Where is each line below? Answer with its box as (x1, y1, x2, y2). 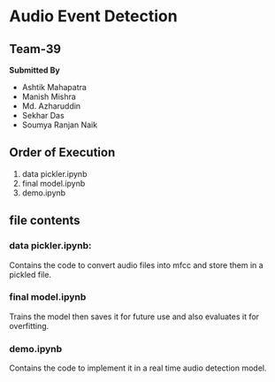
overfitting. (9, 320, 50, 331)
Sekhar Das (21, 111, 65, 120)
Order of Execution (9, 145, 116, 160)
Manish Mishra (21, 91, 77, 102)
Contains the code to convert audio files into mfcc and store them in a (9, 259, 264, 271)
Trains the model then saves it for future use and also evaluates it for (9, 311, 259, 322)
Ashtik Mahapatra (21, 82, 87, 92)
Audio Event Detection (9, 6, 179, 27)
